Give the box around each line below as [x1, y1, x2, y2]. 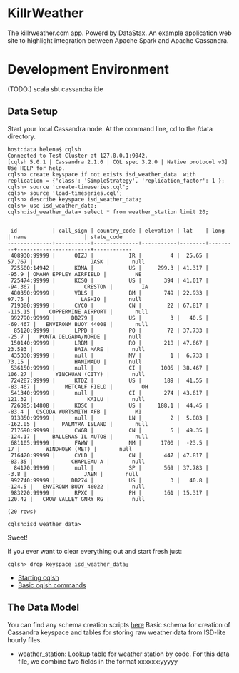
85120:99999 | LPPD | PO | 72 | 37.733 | [14, 327, 209, 334]
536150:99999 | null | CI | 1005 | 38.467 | [10, 364, 209, 372]
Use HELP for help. [7, 164, 66, 172]
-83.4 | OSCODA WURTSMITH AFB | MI [7, 408, 142, 415]
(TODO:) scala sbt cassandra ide [7, 84, 103, 93]
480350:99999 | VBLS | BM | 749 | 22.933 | [10, 289, 209, 297]
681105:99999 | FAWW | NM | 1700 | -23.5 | [10, 439, 209, 447]
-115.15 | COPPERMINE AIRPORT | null [7, 308, 148, 315]
